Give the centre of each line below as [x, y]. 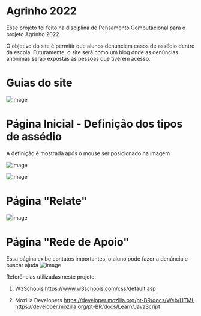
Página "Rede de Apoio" [68, 242]
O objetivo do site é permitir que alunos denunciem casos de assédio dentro [100, 46]
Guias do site [39, 83]
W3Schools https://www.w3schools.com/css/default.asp [85, 288]
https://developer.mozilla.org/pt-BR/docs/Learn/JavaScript [87, 306]
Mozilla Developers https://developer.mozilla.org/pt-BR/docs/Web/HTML [105, 300]
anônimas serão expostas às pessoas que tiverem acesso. [79, 58]
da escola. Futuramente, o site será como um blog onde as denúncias [92, 52]
